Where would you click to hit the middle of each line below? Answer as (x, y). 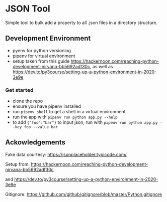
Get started (19, 90)
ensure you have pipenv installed (47, 106)
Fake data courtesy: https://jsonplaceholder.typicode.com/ (66, 154)
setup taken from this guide (41, 61)
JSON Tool (28, 9)
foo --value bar (41, 127)
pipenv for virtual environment (44, 56)
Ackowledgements (35, 143)
